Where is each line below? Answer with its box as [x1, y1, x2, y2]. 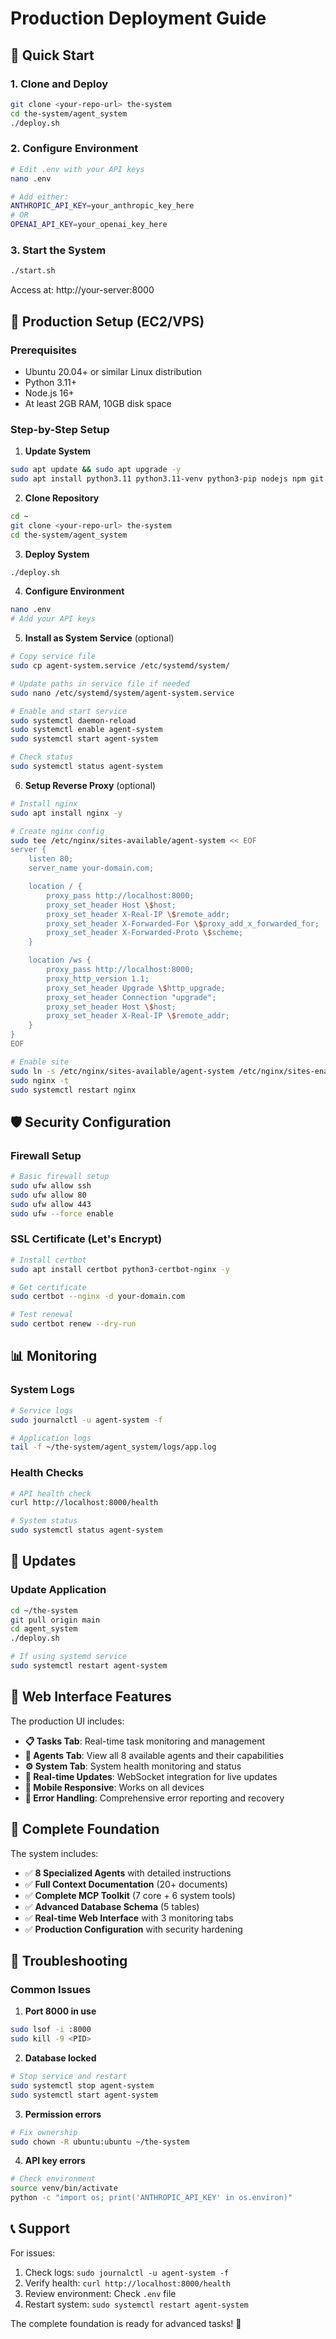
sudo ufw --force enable [10, 1208, 114, 1219]
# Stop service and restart [10, 2072, 128, 2082]
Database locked [24, 2052, 97, 2064]
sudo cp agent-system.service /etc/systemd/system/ [10, 661, 230, 671]
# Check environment [10, 2174, 97, 2184]
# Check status [10, 752, 74, 762]
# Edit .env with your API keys [10, 164, 145, 174]
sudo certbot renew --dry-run [10, 1319, 137, 1329]
